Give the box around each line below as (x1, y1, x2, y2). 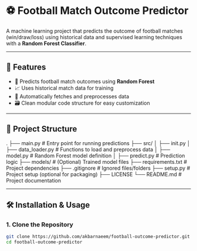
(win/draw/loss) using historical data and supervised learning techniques (6, 33, 183, 40)
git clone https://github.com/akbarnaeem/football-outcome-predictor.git (6, 234, 191, 240)
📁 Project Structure (6, 124, 77, 134)
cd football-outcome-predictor (6, 239, 83, 245)
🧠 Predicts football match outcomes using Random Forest (14, 78, 155, 85)
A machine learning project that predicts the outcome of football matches (6, 27, 184, 35)
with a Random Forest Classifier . (6, 40, 87, 47)
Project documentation (6, 177, 62, 184)
